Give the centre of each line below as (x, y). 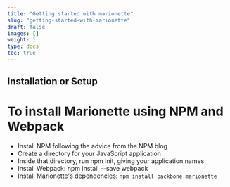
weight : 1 (22, 40)
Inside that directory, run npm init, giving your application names (111, 161)
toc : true (22, 53)
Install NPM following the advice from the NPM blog (92, 146)
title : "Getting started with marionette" (70, 14)
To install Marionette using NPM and (115, 111)
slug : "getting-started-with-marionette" (69, 20)
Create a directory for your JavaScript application (89, 154)
